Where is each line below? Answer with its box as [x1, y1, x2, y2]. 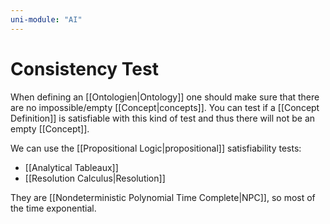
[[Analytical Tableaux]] [24, 161, 119, 173]
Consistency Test [10, 57, 159, 80]
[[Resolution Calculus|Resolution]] [24, 172, 166, 184]
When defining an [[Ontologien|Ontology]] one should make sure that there [10, 91, 320, 103]
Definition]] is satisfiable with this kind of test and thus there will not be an [10, 112, 316, 124]
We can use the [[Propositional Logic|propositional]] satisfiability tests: [10, 142, 302, 154]
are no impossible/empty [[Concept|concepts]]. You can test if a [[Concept [10, 101, 320, 113]
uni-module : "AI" [10, 14, 83, 25]
